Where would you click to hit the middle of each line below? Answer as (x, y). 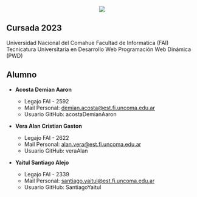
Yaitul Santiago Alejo (42, 162)
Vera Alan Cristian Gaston (48, 126)
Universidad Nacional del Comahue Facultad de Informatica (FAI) (88, 43)
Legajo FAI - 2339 (47, 174)
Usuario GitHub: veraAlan (56, 150)
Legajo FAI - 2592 (47, 101)
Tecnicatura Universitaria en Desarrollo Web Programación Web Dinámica (99, 49)
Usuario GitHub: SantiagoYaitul (63, 187)
